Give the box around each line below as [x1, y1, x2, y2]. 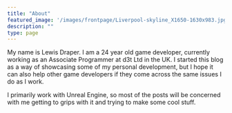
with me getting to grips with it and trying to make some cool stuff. [7, 98, 196, 107]
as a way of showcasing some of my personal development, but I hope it [7, 63, 213, 71]
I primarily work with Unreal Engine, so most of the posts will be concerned [7, 91, 221, 99]
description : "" [7, 23, 54, 30]
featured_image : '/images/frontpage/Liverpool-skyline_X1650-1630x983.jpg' [7, 17, 230, 23]
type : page [7, 29, 39, 37]
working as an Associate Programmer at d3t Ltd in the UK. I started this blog [7, 56, 224, 64]
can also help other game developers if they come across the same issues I [7, 70, 222, 79]
